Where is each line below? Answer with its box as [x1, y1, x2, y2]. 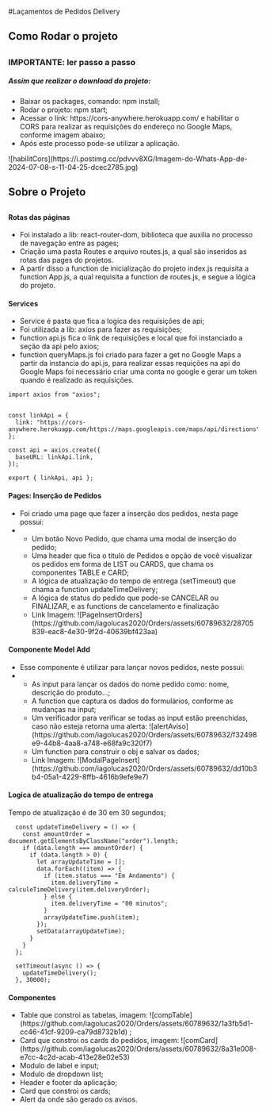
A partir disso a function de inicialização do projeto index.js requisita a [19, 264, 249, 273]
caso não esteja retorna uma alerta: [31, 721, 148, 731]
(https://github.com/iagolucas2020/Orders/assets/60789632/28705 [31, 618, 254, 628]
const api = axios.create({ [8, 446, 101, 455]
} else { [43, 892, 73, 900]
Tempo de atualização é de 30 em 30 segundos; [8, 807, 166, 817]
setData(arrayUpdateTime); [36, 927, 126, 935]
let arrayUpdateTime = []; [36, 857, 126, 866]
